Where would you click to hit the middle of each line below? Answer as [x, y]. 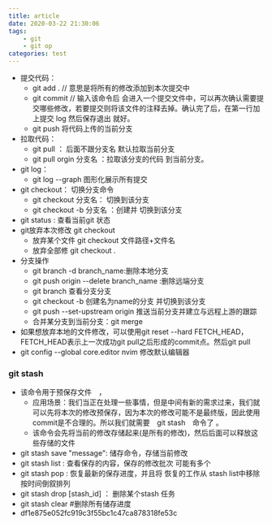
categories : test [38, 54]
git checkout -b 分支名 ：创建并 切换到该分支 [107, 210]
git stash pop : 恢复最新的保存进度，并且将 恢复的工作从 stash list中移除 [140, 474]
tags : [17, 31]
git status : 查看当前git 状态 [65, 220]
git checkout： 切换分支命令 [67, 189]
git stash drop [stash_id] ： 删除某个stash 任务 [98, 494]
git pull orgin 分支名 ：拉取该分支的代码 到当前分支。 [120, 159]
